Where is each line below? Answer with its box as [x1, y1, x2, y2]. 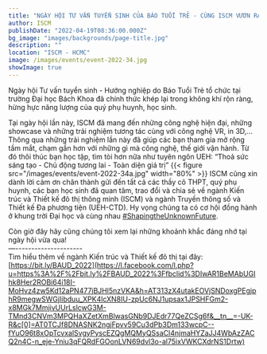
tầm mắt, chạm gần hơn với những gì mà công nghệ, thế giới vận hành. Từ [8, 143, 250, 152]
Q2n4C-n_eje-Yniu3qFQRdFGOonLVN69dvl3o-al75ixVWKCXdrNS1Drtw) [8, 336, 245, 346]
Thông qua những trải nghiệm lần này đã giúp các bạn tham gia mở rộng [8, 135, 245, 144]
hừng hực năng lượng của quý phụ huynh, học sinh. [8, 102, 177, 112]
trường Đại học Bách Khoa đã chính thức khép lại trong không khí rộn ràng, [8, 93, 253, 104]
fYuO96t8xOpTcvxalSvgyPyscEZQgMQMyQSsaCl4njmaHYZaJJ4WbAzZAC [8, 328, 255, 337]
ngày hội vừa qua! [8, 234, 68, 244]
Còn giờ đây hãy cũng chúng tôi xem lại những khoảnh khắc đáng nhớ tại [8, 226, 248, 236]
